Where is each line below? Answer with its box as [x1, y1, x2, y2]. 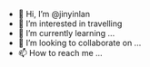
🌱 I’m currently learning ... [17, 28, 115, 38]
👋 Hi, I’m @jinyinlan [17, 9, 91, 19]
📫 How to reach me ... [17, 48, 103, 58]
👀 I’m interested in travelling [17, 18, 123, 29]
